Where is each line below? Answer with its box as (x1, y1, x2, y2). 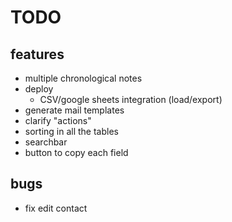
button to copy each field (24, 147, 129, 158)
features (10, 46, 65, 63)
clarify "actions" (24, 115, 92, 126)
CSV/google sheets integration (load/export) (39, 94, 223, 105)
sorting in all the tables (24, 126, 119, 137)
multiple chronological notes (24, 72, 143, 84)
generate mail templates (24, 104, 125, 116)
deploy (24, 83, 54, 95)
